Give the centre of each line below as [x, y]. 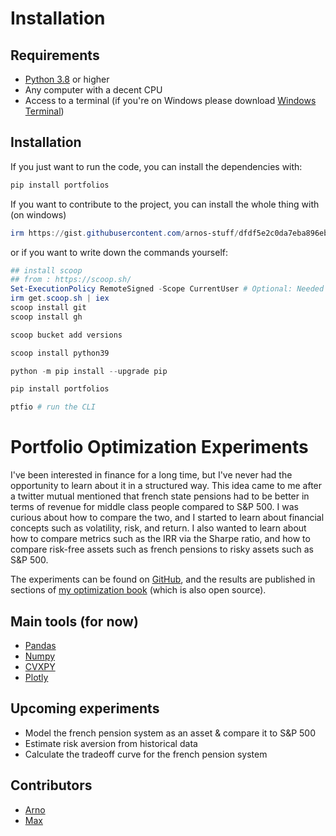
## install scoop [46, 270]
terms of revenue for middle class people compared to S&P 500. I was [154, 507]
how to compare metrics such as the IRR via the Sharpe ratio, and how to [160, 539]
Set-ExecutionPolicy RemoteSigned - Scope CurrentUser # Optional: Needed [167, 289]
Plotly [36, 677]
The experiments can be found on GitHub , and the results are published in [163, 579]
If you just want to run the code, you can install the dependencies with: [156, 166]
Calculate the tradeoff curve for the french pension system [146, 754]
